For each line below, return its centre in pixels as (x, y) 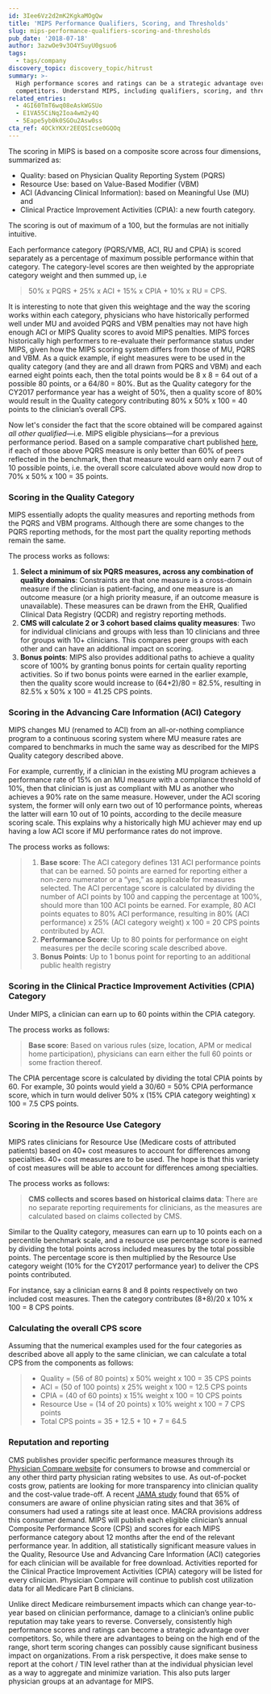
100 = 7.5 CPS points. (44, 1103)
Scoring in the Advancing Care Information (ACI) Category (125, 712)
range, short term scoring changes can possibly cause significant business (133, 1646)
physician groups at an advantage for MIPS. (81, 1681)
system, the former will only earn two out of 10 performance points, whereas (135, 805)
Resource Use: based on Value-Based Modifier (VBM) (109, 184)
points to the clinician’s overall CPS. (67, 409)
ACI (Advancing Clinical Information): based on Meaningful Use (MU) (135, 192)
